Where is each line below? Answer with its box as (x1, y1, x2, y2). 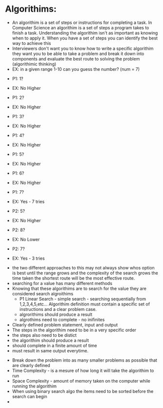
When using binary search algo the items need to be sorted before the (12, 388, 154, 394)
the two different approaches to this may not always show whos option (12, 265, 155, 270)
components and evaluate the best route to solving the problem (12, 56, 140, 61)
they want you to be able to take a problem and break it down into (12, 50, 144, 57)
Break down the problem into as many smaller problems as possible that (12, 357, 158, 363)
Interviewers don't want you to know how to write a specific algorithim (12, 45, 154, 51)
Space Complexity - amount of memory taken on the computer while (12, 378, 150, 384)
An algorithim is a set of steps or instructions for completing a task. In (12, 20, 152, 25)
